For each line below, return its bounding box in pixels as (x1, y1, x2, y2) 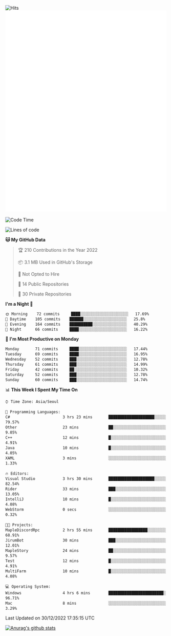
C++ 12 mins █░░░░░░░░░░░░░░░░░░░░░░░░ (5, 435, 166, 440)
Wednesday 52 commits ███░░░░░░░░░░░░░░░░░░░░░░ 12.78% (5, 357, 147, 362)
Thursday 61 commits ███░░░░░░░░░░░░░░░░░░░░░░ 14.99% (5, 362, 147, 367)
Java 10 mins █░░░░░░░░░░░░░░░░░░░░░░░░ (5, 445, 166, 451)
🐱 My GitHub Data (5, 237, 46, 243)
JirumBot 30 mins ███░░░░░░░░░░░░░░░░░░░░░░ (5, 538, 166, 543)
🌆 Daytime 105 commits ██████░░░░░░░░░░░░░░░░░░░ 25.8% (5, 316, 145, 322)
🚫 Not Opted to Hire (17, 271, 60, 277)
